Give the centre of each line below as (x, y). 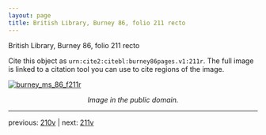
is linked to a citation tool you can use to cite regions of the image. (116, 69)
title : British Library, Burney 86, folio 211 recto (97, 23)
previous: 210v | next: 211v (51, 122)
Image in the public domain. (133, 99)
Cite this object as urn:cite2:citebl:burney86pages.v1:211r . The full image (131, 61)
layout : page (30, 15)
